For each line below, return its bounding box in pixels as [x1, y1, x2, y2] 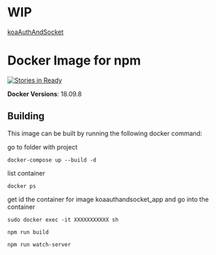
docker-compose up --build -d [7, 157, 97, 164]
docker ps [7, 182, 37, 190]
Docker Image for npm [7, 52, 142, 69]
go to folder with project [7, 142, 78, 151]
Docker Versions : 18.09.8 [7, 89, 82, 98]
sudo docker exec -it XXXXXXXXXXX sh [7, 216, 119, 223]
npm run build [7, 228, 50, 236]
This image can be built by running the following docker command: [7, 129, 203, 137]
